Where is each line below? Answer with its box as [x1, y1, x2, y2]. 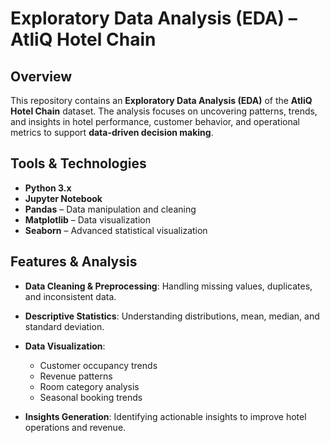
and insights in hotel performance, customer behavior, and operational [10, 116, 300, 127]
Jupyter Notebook [24, 192, 103, 204]
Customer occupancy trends [39, 359, 158, 371]
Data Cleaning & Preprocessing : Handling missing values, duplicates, [24, 280, 313, 292]
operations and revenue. [24, 421, 127, 433]
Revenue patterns [39, 370, 113, 382]
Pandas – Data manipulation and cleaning [24, 203, 197, 215]
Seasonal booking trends [39, 391, 143, 403]
